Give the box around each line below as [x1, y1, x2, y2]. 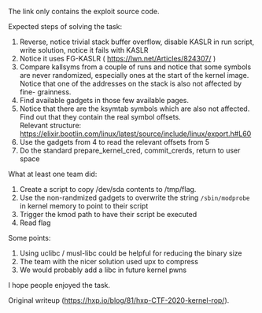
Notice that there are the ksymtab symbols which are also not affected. [19, 104, 250, 113]
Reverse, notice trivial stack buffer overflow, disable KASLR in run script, [19, 37, 255, 46]
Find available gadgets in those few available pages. [19, 96, 189, 105]
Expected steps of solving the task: [8, 22, 123, 31]
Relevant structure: [19, 121, 82, 130]
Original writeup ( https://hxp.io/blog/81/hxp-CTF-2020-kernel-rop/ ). [8, 296, 230, 305]
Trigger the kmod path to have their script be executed [19, 210, 197, 219]
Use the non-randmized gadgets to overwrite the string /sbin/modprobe [19, 193, 250, 202]
